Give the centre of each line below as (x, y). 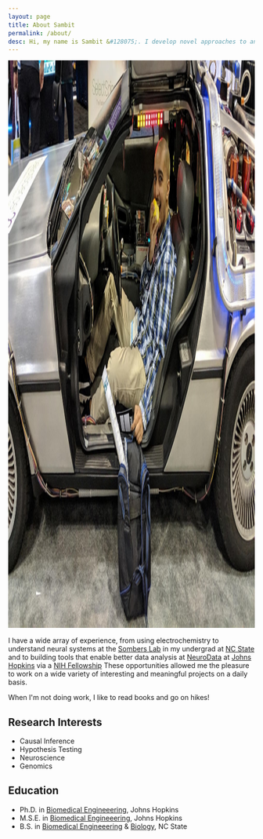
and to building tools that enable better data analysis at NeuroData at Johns (130, 657)
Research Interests (55, 722)
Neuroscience (42, 758)
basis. (18, 682)
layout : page (29, 16)
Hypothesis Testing (50, 750)
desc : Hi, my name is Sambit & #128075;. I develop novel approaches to (127, 42)
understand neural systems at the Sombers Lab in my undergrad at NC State (131, 649)
